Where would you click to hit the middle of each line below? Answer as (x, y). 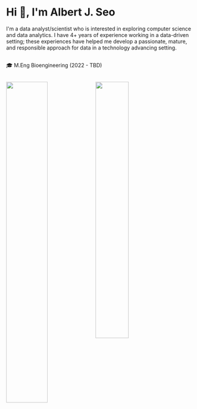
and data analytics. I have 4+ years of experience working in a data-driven (98, 35)
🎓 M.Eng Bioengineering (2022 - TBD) (54, 66)
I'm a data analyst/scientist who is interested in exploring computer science (99, 29)
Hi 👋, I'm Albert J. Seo (61, 12)
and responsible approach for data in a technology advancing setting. (91, 48)
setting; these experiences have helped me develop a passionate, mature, (97, 41)
